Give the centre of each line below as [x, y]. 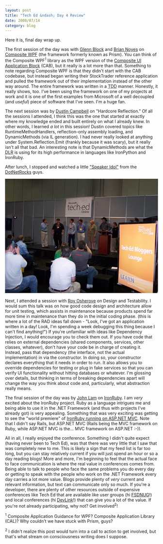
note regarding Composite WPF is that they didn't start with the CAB [73, 71]
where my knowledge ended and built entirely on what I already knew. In [77, 121]
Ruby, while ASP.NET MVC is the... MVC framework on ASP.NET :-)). [73, 429]
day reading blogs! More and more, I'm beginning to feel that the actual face [81, 459]
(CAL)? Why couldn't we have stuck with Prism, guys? [59, 521]
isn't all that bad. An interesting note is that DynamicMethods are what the [79, 147]
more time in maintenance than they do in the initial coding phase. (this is [78, 316]
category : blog [20, 26]
